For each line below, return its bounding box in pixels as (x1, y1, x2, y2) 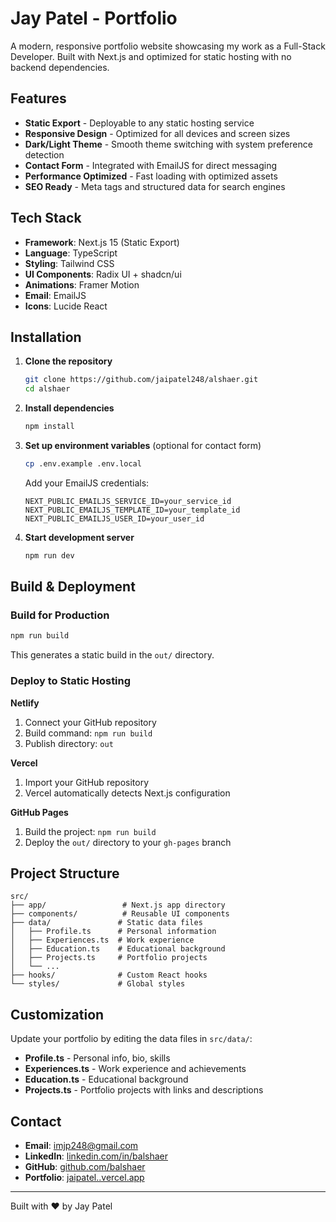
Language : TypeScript (24, 247, 118, 259)
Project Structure (10, 865, 120, 882)
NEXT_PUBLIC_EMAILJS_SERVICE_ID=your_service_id (24, 496, 232, 506)
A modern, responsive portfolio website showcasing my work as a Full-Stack (10, 40, 326, 52)
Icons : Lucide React (24, 300, 108, 312)
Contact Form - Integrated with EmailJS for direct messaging (24, 159, 278, 171)
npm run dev (24, 550, 75, 561)
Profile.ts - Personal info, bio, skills (24, 1052, 171, 1064)
